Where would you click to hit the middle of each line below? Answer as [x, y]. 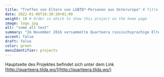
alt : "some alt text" [27, 28]
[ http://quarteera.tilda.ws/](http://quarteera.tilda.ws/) [58, 69]
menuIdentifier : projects [31, 50]
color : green [18, 46]
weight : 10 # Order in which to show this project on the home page [76, 19]
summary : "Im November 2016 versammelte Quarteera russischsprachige [77, 32]
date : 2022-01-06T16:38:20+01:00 [39, 14]
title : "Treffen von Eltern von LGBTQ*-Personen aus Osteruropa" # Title [82, 10]
